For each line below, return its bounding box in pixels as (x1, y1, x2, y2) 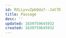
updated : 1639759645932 (5, 21, 55, 26)
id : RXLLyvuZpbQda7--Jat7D (5, 7, 61, 12)
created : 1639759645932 (5, 26, 55, 31)
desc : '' (5, 16, 23, 21)
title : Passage (5, 12, 37, 17)
